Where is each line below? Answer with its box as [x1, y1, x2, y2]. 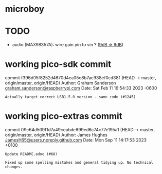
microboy [5, 3, 45, 15]
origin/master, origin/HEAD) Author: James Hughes [5, 132, 108, 138]
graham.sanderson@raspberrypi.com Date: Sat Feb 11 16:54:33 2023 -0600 [5, 85, 157, 91]
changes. [5, 164, 23, 169]
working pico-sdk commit [5, 59, 111, 70]
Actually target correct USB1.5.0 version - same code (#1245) [5, 95, 136, 100]
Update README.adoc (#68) [5, 152, 57, 157]
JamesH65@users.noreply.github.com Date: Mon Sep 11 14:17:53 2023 [5, 137, 147, 143]
